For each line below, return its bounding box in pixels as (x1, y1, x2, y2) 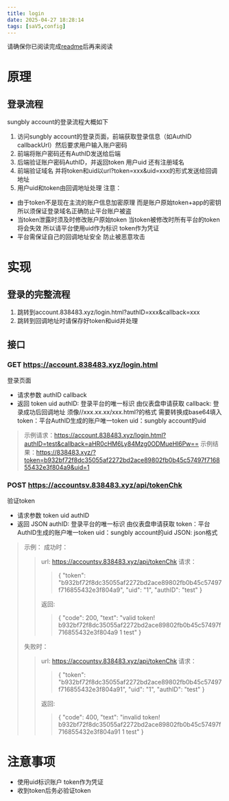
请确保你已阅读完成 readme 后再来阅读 (7, 43, 113, 51)
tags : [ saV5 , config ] (7, 23, 67, 29)
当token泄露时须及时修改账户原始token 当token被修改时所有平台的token (16, 215, 221, 224)
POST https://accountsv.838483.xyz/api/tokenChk (7, 480, 183, 490)
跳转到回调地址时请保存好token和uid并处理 (16, 317, 138, 325)
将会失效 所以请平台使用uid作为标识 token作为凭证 (16, 224, 160, 232)
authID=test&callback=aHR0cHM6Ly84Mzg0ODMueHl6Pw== (23, 440, 200, 448)
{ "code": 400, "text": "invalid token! (58, 713, 160, 721)
